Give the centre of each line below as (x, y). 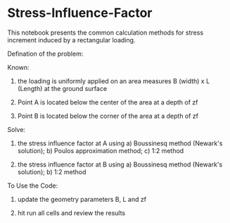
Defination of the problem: (45, 54)
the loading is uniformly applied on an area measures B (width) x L (114, 81)
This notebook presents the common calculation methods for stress (106, 32)
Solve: (17, 129)
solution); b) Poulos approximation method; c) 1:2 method (101, 150)
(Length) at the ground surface (62, 88)
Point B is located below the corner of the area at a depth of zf (108, 116)
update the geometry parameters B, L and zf (82, 199)
